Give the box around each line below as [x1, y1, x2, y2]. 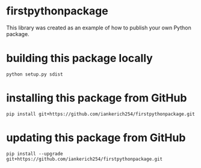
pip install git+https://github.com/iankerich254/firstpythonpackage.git [6, 111, 196, 117]
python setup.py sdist [6, 71, 63, 77]
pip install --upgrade [6, 151, 63, 157]
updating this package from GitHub [6, 131, 186, 145]
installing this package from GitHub [6, 91, 187, 105]
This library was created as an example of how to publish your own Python [6, 24, 191, 31]
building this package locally [6, 52, 153, 65]
